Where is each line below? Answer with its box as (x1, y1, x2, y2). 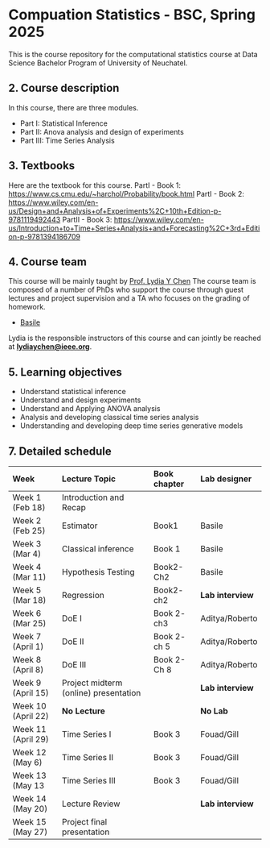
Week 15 (12, 817, 47, 827)
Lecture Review (61, 798, 121, 809)
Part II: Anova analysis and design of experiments (19, 127, 185, 136)
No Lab (200, 705, 229, 717)
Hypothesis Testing (61, 567, 135, 577)
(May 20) (12, 804, 48, 814)
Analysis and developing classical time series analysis (19, 413, 199, 422)
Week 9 (12, 677, 42, 688)
